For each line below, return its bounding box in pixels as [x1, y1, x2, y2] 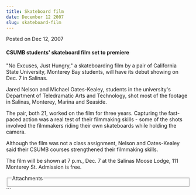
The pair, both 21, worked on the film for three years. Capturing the [6, 110, 167, 117]
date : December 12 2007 [6, 14, 64, 20]
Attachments [12, 175, 43, 182]
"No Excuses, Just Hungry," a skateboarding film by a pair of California [6, 62, 177, 69]
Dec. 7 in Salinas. [6, 74, 48, 81]
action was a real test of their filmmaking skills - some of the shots [22, 115, 183, 123]
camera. [6, 128, 26, 135]
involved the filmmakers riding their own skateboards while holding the [6, 122, 177, 129]
